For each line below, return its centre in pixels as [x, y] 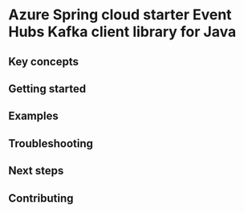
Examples [33, 116]
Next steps [36, 171]
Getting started [47, 89]
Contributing [41, 198]
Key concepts [43, 61]
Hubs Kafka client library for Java [122, 32]
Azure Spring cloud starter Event [120, 15]
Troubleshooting [51, 143]
